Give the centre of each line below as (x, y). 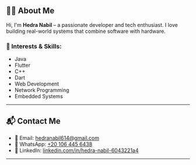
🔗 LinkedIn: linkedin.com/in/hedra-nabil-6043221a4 (76, 150)
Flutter (22, 66)
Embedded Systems (38, 97)
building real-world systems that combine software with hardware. (86, 31)
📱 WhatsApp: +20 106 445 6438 (53, 144)
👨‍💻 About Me (30, 11)
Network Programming (42, 90)
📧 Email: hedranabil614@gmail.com (57, 137)
